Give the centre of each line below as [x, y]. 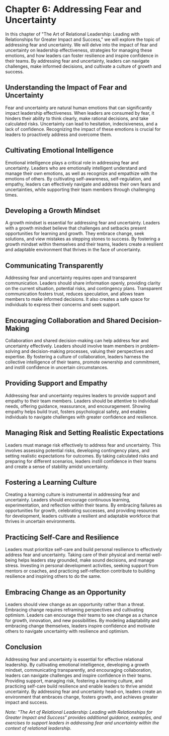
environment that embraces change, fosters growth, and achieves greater [82, 697]
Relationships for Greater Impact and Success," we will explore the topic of [83, 39]
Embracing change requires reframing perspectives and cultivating [74, 610]
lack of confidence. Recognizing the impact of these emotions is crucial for [83, 129]
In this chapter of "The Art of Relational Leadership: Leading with [72, 34]
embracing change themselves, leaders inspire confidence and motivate [80, 626]
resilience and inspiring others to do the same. [53, 576]
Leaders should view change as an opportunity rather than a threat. [75, 605]
